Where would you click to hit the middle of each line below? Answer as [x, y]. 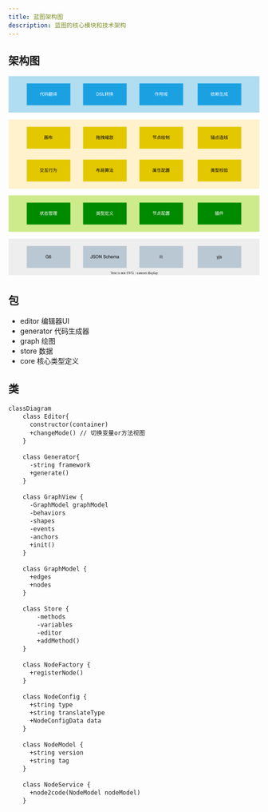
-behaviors [47, 513]
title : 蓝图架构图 [36, 17]
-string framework [60, 465]
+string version [56, 752]
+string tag [49, 760]
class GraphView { [53, 497]
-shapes [42, 521]
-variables [55, 625]
